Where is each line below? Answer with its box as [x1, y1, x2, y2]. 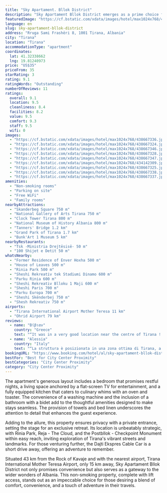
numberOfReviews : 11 [5, 86, 48, 91]
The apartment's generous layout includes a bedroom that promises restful [5, 378, 159, 384]
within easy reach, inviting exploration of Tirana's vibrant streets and [5, 436, 146, 442]
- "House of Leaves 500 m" [9, 262, 66, 267]
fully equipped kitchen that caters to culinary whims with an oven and [5, 389, 148, 395]
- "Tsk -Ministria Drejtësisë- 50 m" [9, 244, 88, 249]
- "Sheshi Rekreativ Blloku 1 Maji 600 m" [9, 281, 99, 286]
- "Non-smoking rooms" [9, 184, 57, 189]
